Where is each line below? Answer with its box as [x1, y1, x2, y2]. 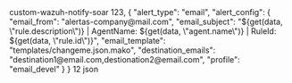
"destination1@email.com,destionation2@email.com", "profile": [9, 54, 241, 64]
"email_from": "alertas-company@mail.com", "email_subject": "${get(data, [9, 16, 283, 27]
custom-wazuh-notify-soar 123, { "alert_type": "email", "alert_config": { [9, 7, 271, 17]
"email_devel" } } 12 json [9, 64, 99, 74]
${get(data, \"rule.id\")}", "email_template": [9, 36, 166, 46]
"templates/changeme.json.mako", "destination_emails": [9, 45, 216, 55]
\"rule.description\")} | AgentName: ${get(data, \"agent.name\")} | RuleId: [9, 26, 277, 37]
